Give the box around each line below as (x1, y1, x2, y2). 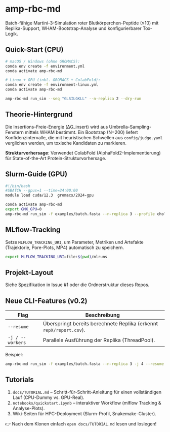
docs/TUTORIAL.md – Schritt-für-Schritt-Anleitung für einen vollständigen (12, 389, 162, 395)
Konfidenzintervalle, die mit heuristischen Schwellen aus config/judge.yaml (5, 134, 163, 140)
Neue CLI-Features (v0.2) (5, 296, 88, 305)
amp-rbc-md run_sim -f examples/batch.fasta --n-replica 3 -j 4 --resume (5, 361, 164, 366)
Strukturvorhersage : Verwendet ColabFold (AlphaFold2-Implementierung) (5, 149, 161, 156)
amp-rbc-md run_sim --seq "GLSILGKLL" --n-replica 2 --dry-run (5, 96, 142, 101)
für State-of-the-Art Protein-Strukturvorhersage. (5, 155, 106, 161)
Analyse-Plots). (12, 405, 45, 411)
